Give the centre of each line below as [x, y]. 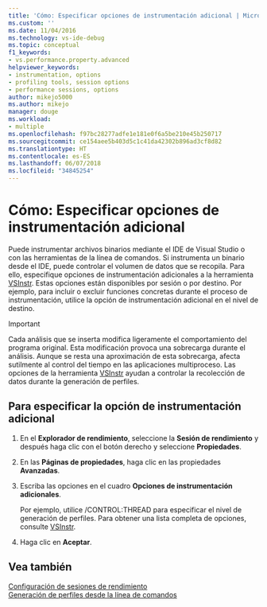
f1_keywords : [30, 53]
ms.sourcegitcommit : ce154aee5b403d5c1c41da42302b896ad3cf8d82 [115, 141]
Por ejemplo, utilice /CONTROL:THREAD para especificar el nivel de [131, 509]
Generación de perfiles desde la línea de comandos [93, 594]
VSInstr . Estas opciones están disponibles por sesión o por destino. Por [125, 282]
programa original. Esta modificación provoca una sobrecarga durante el [127, 348]
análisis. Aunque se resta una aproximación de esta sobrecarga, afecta [124, 356]
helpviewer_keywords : [44, 68]
